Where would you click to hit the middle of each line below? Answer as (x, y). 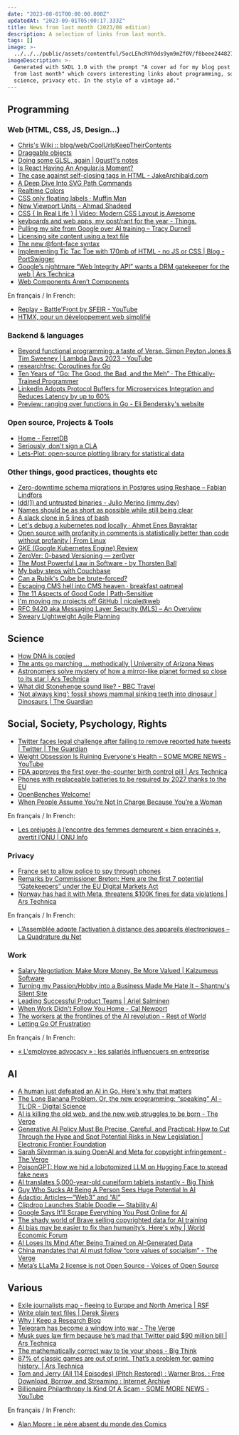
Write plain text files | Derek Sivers (68, 1313)
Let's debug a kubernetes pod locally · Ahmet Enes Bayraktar (107, 525)
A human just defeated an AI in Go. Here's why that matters (105, 1091)
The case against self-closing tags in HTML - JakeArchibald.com (113, 176)
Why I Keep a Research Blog (59, 1320)
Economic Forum (42, 1235)
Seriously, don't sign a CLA (57, 445)
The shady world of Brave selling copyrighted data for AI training (112, 1220)
